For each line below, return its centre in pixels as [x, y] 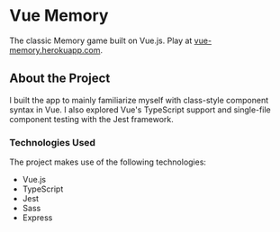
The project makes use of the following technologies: [108, 162]
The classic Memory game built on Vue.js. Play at [101, 40]
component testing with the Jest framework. [91, 119]
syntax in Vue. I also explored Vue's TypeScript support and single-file [140, 110]
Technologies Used [53, 142]
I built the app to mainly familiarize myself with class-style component [139, 100]
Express [37, 218]
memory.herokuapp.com [55, 49]
